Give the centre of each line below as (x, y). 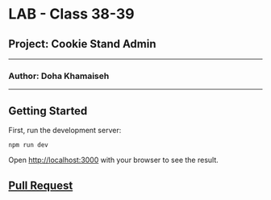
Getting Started (48, 111)
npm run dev (28, 145)
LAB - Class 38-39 (71, 14)
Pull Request (41, 185)
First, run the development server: (65, 131)
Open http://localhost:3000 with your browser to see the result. (114, 160)
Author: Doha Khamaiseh (59, 76)
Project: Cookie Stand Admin (82, 44)
